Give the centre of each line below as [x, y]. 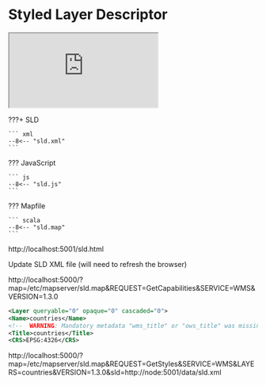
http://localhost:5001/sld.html [56, 249]
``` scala [25, 220]
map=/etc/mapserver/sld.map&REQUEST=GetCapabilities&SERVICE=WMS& [132, 288]
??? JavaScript [32, 162]
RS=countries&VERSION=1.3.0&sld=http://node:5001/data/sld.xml [115, 372]
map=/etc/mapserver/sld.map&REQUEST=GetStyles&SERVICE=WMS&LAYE [131, 364]
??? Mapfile [27, 206]
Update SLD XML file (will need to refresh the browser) [98, 264]
